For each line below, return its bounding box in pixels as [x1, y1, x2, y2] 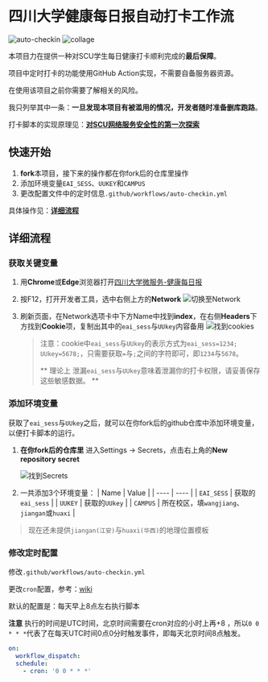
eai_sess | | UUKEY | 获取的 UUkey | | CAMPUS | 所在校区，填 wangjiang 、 [19, 498, 244, 507]
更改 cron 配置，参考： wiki [8, 585, 93, 594]
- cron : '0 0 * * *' [23, 667, 92, 675]
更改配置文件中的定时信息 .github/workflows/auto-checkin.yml [19, 188, 228, 198]
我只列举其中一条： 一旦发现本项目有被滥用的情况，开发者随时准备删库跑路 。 [8, 102, 262, 112]
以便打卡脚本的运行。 [8, 428, 79, 437]
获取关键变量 [8, 258, 59, 269]
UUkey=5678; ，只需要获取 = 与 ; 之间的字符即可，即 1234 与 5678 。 [39, 349, 243, 358]
